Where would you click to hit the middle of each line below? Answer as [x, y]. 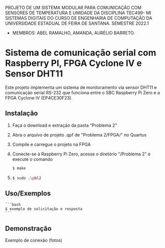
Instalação [22, 113]
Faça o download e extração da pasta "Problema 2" [65, 125]
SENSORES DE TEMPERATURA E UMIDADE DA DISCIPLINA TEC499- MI [78, 13]
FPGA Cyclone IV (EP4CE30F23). [39, 98]
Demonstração [28, 229]
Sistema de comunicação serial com [81, 53]
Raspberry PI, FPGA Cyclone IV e [73, 63]
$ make [19, 168]
